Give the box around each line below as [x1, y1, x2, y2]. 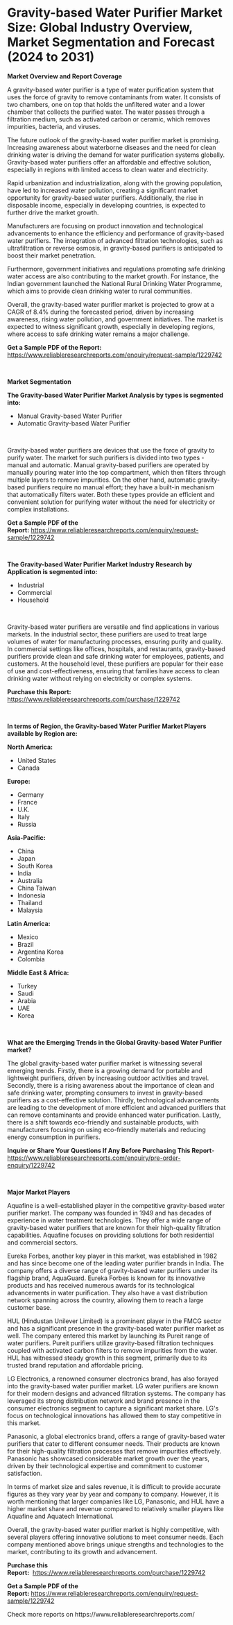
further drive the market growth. [7, 208, 99, 217]
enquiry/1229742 [7, 1161, 55, 1169]
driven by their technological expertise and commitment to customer [7, 1461, 203, 1470]
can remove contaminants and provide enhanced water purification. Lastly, [7, 1111, 221, 1119]
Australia [17, 876, 43, 884]
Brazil [17, 940, 34, 948]
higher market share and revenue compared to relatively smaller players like [7, 1504, 224, 1513]
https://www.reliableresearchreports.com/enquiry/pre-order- [7, 1154, 181, 1162]
